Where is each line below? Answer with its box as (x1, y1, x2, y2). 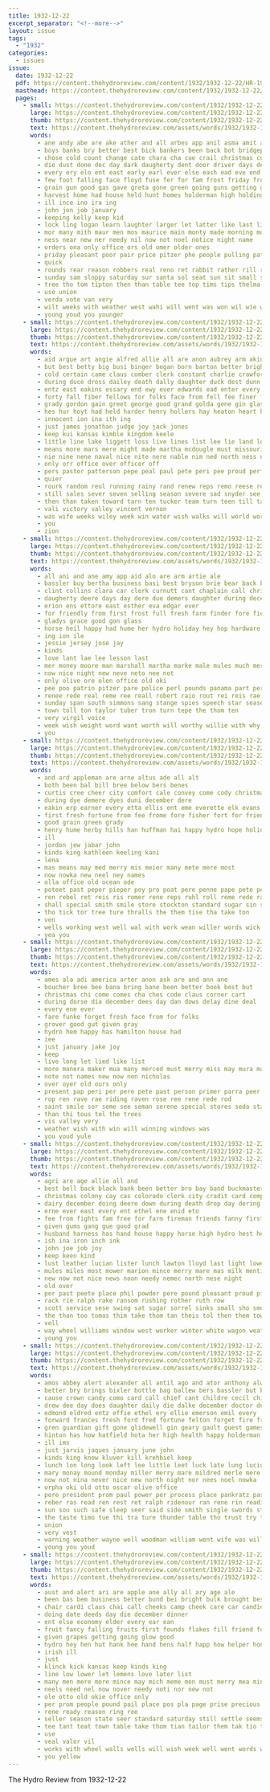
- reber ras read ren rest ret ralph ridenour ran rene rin (37, 1499, 243, 1507)
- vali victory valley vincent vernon (37, 505, 167, 513)
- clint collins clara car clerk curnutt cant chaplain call (37, 587, 247, 595)
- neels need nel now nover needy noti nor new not (37, 1685, 215, 1693)
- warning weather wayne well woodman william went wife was (37, 1536, 247, 1544)
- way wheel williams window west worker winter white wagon (37, 1327, 247, 1335)
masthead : (15, 86, 48, 95)
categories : (8, 49, 48, 57)
